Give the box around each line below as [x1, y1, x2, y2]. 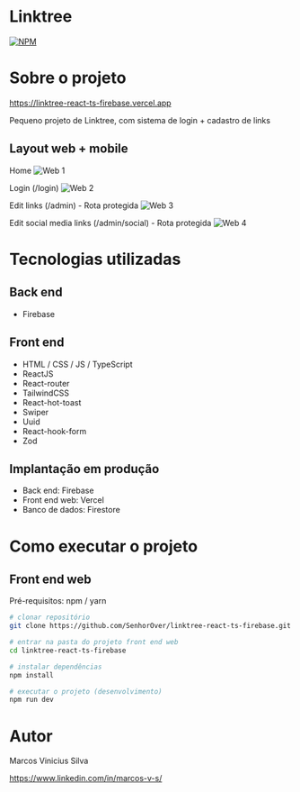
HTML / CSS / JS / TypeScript [22, 359, 133, 369]
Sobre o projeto [9, 68, 127, 88]
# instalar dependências [9, 662, 102, 671]
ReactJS [22, 368, 54, 379]
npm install [9, 670, 54, 679]
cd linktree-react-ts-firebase [9, 646, 127, 655]
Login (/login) [9, 182, 59, 193]
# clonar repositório [9, 613, 91, 623]
